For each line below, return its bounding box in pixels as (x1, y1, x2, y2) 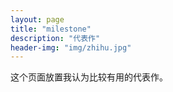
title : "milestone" (10, 24, 92, 34)
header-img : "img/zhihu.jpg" (10, 42, 132, 53)
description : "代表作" (10, 33, 101, 43)
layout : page (10, 14, 65, 25)
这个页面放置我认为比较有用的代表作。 (10, 71, 168, 83)
